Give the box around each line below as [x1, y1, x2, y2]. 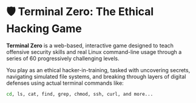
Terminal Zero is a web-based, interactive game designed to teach [6, 42, 174, 49]
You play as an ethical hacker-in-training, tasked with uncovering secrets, [6, 66, 191, 73]
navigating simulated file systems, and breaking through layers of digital [6, 73, 186, 80]
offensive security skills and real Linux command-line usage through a [6, 48, 182, 55]
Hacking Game [6, 22, 82, 36]
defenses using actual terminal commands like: [6, 79, 124, 87]
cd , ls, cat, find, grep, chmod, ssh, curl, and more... [6, 91, 154, 97]
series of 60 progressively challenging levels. [6, 55, 120, 62]
